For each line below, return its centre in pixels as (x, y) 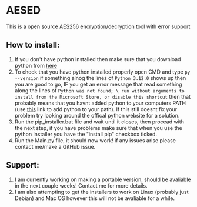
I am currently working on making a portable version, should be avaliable (103, 179)
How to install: (33, 45)
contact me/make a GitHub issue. (55, 146)
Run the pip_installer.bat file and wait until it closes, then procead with (99, 122)
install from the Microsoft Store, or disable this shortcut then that (103, 96)
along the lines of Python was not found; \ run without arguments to (99, 90)
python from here (36, 65)
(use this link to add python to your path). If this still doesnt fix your (96, 109)
